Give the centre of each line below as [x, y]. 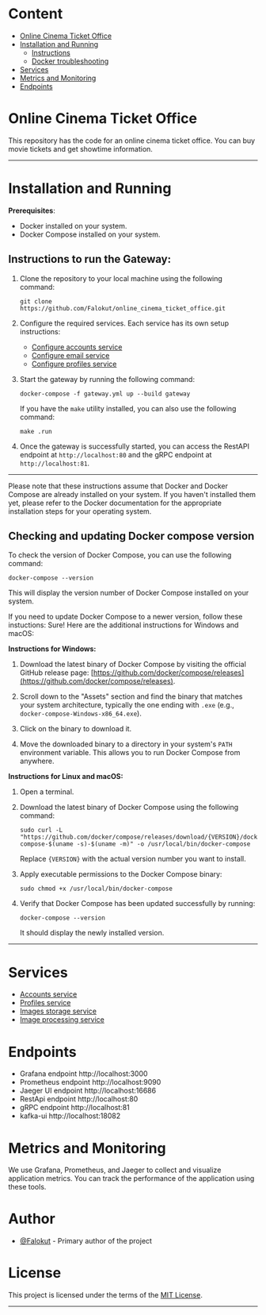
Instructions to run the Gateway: [90, 259]
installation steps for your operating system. [80, 511]
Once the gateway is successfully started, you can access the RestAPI [134, 446]
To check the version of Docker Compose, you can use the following [120, 555]
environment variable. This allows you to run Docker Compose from [130, 753]
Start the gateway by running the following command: [107, 379]
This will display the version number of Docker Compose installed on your [129, 593]
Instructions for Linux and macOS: [66, 777]
